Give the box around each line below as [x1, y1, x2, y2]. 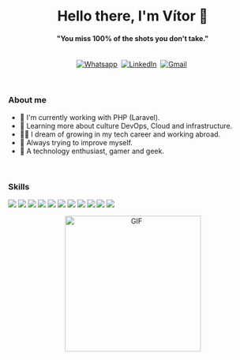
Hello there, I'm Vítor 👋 [57, 7, 208, 25]
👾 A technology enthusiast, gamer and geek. [19, 146, 164, 156]
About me [8, 95, 47, 106]
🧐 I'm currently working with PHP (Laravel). [19, 112, 160, 122]
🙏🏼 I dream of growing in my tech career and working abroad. [19, 129, 221, 139]
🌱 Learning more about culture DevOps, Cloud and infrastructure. [19, 121, 233, 130]
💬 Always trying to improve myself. [19, 137, 133, 147]
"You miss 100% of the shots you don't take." [56, 33, 209, 43]
